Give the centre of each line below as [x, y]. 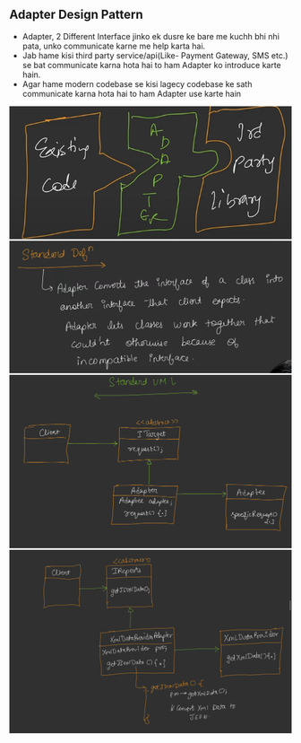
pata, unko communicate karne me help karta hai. [114, 46]
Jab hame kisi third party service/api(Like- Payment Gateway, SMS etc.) [155, 55]
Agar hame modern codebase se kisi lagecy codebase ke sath [137, 83]
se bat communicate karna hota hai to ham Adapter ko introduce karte [152, 65]
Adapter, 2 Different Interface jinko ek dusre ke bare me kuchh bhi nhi [151, 36]
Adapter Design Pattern [76, 15]
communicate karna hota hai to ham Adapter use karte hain [132, 93]
